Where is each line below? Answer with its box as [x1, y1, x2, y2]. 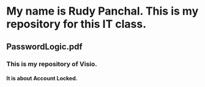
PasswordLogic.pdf [6, 41, 83, 52]
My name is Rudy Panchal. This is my [6, 4, 199, 18]
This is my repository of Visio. [6, 60, 98, 68]
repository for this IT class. [6, 17, 147, 31]
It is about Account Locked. [6, 75, 78, 82]
